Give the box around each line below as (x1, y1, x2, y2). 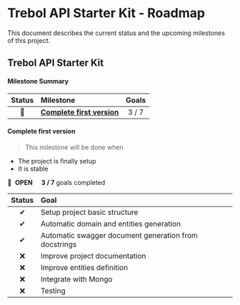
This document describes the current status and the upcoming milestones (7, 29, 225, 37)
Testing (40, 286, 66, 296)
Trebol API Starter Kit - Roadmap (7, 5, 206, 21)
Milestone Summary (7, 76, 69, 85)
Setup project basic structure (40, 207, 139, 217)
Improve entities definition (40, 262, 129, 272)
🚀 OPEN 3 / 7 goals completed (7, 178, 106, 186)
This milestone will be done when (24, 143, 124, 151)
